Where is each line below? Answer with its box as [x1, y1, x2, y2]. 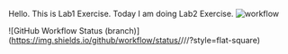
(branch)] [104, 26, 140, 35]
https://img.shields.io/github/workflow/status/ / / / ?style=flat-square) [11, 35, 260, 45]
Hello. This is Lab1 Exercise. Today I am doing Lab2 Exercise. [8, 9, 234, 19]
